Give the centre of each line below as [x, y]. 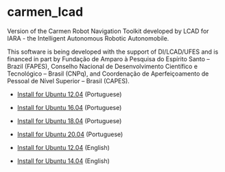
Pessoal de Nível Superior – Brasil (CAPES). [69, 80]
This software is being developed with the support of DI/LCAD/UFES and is [113, 52]
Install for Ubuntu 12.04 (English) [63, 147]
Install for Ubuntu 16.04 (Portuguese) [69, 107]
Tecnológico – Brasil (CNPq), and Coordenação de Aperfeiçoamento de [108, 74]
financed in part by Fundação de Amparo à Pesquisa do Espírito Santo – [109, 58]
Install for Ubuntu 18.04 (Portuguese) [69, 120]
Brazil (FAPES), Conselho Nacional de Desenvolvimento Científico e [102, 66]
